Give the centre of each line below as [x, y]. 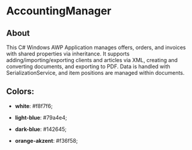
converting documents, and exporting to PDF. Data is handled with [88, 66]
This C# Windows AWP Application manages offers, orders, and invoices [96, 47]
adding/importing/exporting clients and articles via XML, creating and [92, 60]
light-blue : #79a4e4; [41, 117]
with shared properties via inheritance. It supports [68, 54]
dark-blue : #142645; [41, 129]
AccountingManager [59, 11]
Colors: [20, 92]
